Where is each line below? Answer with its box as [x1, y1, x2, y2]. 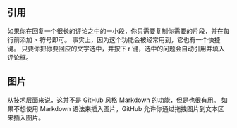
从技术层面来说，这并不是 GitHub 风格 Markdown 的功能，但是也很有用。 [7, 96, 220, 104]
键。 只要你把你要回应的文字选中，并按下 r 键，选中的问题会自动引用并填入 [7, 44, 226, 53]
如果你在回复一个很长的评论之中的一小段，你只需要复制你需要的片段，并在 [7, 27, 224, 35]
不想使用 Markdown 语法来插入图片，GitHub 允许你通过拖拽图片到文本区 [13, 104, 224, 113]
